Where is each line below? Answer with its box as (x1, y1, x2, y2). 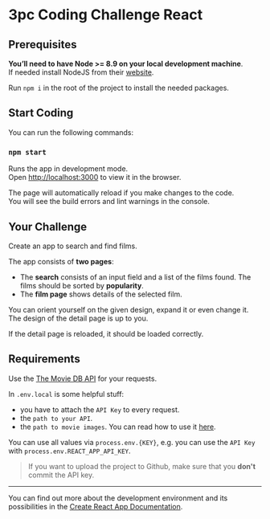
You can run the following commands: (8, 127, 134, 137)
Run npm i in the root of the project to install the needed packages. (8, 83, 229, 92)
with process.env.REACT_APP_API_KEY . (8, 446, 131, 456)
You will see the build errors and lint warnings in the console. (8, 197, 211, 206)
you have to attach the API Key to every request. (19, 404, 180, 415)
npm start (8, 147, 47, 157)
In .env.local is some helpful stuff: (8, 389, 125, 398)
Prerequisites (8, 38, 77, 51)
